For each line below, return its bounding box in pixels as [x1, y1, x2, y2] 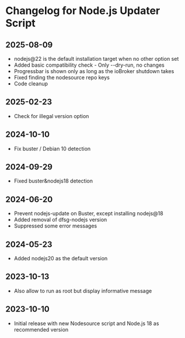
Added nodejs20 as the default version [13, 255, 108, 262]
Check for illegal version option [13, 112, 89, 119]
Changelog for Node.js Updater [5, 4, 160, 18]
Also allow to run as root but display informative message [13, 287, 152, 294]
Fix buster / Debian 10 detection [13, 145, 91, 152]
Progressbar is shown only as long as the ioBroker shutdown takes [13, 68, 174, 74]
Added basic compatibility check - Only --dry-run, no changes [13, 61, 165, 68]
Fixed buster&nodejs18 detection [13, 177, 93, 185]
